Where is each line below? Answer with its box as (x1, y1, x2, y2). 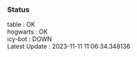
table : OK (7, 21, 36, 29)
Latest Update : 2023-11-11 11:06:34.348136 (7, 43, 131, 51)
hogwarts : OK (7, 27, 48, 36)
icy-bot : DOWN (7, 35, 52, 43)
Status (7, 5, 30, 14)
